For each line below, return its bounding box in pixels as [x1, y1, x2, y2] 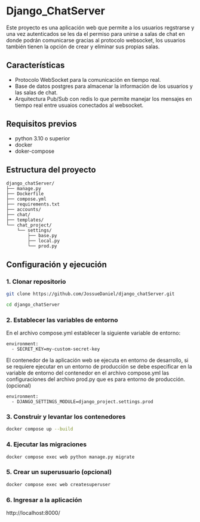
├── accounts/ [6, 207, 42, 213]
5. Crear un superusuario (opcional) [6, 468, 112, 476]
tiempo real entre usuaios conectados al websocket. [14, 102, 144, 109]
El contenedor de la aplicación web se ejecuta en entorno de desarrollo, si [6, 357, 189, 364]
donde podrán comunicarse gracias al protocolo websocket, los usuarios [6, 36, 186, 44]
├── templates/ [6, 217, 44, 223]
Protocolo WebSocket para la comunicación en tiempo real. [14, 76, 161, 83]
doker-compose [14, 148, 55, 155]
